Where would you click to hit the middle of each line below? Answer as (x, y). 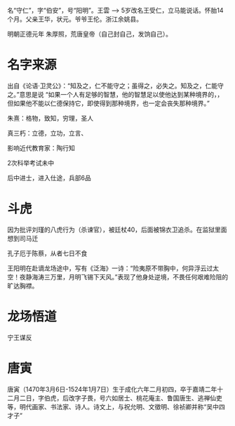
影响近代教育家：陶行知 (41, 148)
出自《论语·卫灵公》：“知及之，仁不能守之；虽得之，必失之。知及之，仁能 (113, 86)
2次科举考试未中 (31, 163)
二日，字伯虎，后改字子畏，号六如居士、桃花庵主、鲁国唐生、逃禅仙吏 (121, 398)
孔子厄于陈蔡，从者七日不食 (47, 253)
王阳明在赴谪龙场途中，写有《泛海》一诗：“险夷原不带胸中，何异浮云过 (110, 268)
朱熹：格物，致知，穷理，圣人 (50, 118)
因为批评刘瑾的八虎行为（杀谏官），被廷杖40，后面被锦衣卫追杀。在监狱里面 (117, 229)
